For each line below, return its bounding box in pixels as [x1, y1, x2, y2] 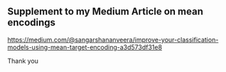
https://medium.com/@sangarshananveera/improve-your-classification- [7, 35, 219, 44]
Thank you [7, 56, 39, 65]
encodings [7, 17, 55, 29]
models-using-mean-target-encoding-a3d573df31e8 [7, 42, 162, 52]
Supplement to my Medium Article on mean [7, 6, 204, 18]
